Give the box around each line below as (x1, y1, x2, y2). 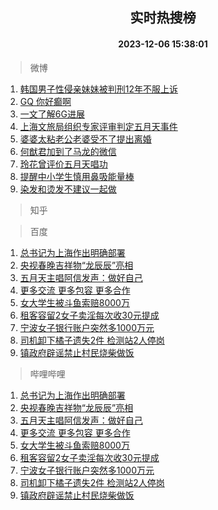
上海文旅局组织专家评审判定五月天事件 (19, 120, 178, 132)
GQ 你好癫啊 (19, 95, 72, 107)
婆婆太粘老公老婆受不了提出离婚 (19, 133, 152, 145)
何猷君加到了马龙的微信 (19, 145, 117, 157)
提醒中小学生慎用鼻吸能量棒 (19, 170, 135, 182)
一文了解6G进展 (19, 108, 85, 120)
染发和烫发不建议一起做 (19, 183, 117, 195)
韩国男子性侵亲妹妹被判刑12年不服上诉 (19, 83, 179, 95)
